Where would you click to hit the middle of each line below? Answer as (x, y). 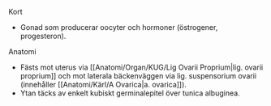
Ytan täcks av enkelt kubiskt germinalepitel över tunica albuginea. (130, 93)
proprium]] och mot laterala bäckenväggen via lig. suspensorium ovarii (138, 76)
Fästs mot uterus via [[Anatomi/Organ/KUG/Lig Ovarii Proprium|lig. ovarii (142, 67)
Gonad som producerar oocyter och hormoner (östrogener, (119, 27)
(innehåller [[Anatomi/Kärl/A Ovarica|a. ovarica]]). (103, 85)
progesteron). (43, 36)
